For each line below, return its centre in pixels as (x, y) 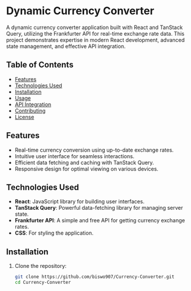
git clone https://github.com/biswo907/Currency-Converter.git (95, 277)
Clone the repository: (41, 266)
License (24, 117)
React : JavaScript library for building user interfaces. (79, 202)
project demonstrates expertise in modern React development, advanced (95, 40)
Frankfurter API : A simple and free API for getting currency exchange (100, 220)
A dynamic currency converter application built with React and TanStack (94, 27)
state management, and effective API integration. (66, 46)
